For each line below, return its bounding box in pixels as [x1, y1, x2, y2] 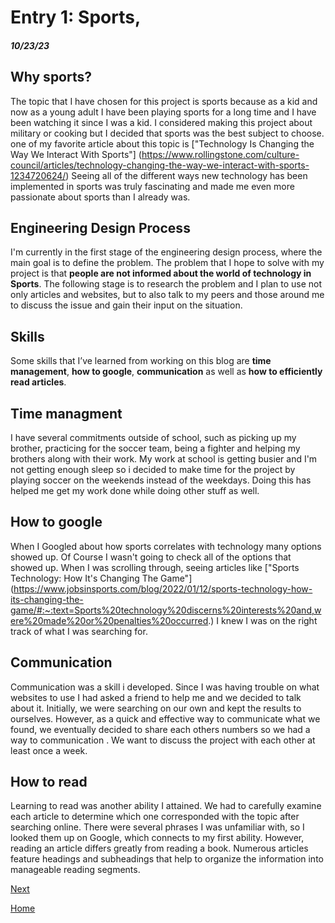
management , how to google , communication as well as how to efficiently [10, 366, 323, 378]
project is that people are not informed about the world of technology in [10, 267, 312, 280]
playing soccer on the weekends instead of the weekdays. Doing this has [10, 474, 312, 486]
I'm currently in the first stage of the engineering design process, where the [10, 246, 323, 258]
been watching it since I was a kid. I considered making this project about [10, 116, 313, 128]
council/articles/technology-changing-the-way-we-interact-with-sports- [10, 159, 310, 171]
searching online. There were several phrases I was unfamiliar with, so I [10, 821, 305, 833]
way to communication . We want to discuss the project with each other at [10, 734, 316, 746]
